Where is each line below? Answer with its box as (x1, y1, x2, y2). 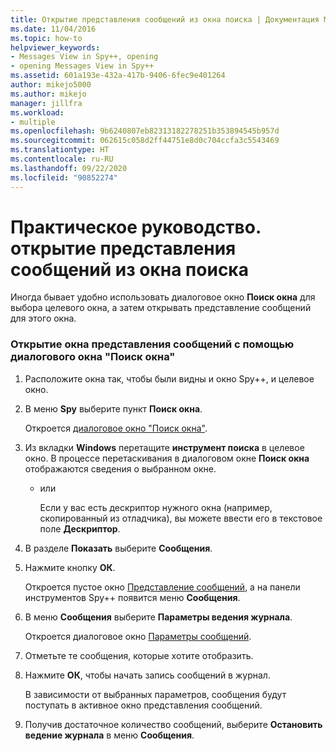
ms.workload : (10, 107, 65, 118)
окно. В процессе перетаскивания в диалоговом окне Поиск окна (24, 452, 310, 464)
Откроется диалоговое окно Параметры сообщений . (24, 630, 252, 642)
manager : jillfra (10, 98, 83, 108)
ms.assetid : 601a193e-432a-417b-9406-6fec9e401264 (10, 71, 226, 81)
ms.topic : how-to (10, 33, 83, 43)
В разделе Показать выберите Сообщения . (24, 542, 213, 554)
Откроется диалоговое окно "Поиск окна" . (24, 422, 208, 434)
